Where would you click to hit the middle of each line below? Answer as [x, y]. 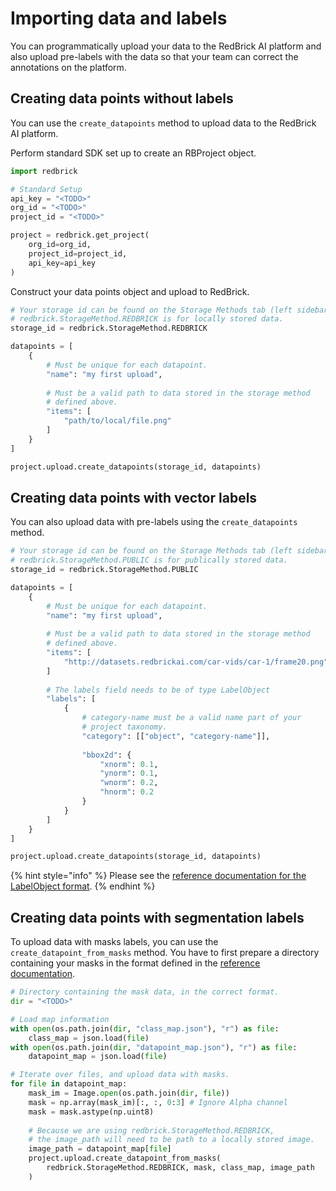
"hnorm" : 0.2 [127, 792]
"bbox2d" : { [106, 755]
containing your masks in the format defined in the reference [135, 963]
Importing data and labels [119, 18]
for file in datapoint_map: [69, 1084]
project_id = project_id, [78, 253]
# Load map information [60, 1019]
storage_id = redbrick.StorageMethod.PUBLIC [104, 570]
